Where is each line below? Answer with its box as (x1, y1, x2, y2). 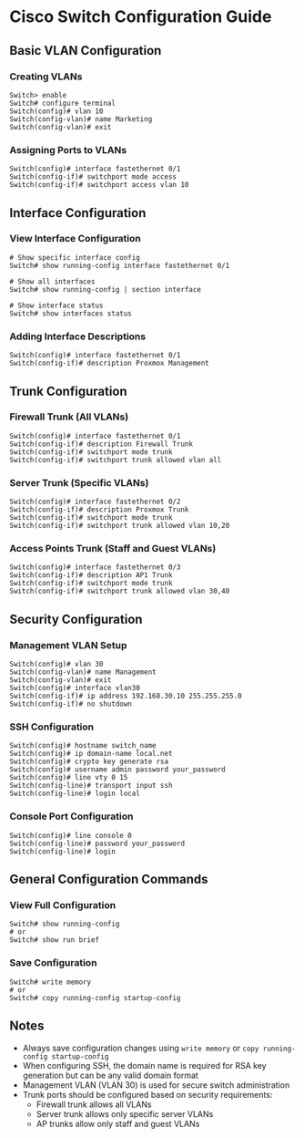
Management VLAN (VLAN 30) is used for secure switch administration (22, 1079, 290, 1091)
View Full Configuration (9, 899, 117, 912)
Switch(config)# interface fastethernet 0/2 (9, 497, 181, 507)
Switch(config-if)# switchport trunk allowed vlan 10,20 (9, 522, 230, 531)
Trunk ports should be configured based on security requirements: (22, 1089, 273, 1100)
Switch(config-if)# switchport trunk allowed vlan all (9, 455, 222, 464)
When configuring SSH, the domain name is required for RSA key (22, 1060, 267, 1071)
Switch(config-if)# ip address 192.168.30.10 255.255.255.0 (9, 691, 243, 701)
